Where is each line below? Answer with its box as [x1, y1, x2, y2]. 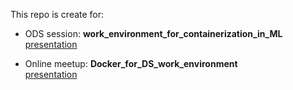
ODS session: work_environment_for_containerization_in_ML [24, 28, 283, 39]
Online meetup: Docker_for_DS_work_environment [24, 58, 238, 69]
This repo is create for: [10, 9, 105, 20]
